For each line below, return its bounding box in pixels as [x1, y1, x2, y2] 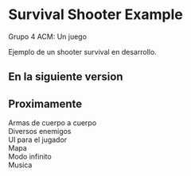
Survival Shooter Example [8, 6, 183, 24]
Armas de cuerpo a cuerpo [8, 118, 97, 128]
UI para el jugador [8, 135, 68, 144]
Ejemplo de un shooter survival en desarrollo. [8, 47, 157, 56]
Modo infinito [8, 152, 52, 162]
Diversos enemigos [8, 127, 72, 136]
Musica [8, 160, 33, 170]
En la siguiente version [8, 70, 123, 84]
